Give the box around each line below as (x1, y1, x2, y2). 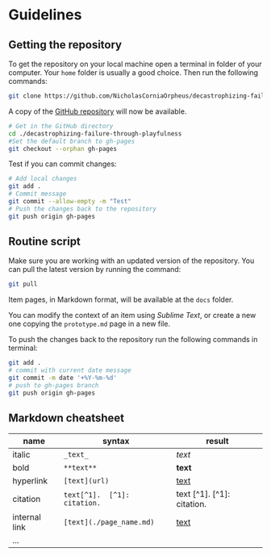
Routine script (8, 235, 81, 249)
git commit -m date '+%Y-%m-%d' (8, 374, 117, 383)
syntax (102, 435, 130, 446)
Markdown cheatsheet (8, 412, 125, 425)
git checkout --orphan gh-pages (8, 144, 117, 153)
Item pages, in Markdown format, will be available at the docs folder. (8, 295, 234, 304)
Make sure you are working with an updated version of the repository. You (8, 256, 255, 265)
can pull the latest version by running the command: (8, 265, 181, 274)
